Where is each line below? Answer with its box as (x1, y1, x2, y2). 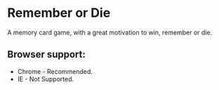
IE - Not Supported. (17, 75, 74, 83)
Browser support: (7, 49, 86, 60)
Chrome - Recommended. (17, 67, 93, 75)
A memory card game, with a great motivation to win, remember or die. (7, 28, 213, 37)
